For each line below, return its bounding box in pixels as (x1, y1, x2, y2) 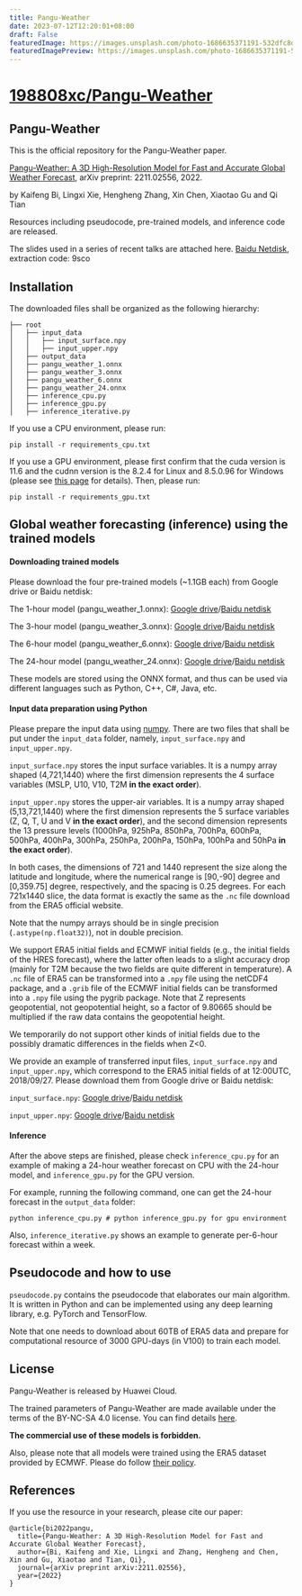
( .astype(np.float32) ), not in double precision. (9, 926, 183, 937)
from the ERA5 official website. (9, 899, 124, 910)
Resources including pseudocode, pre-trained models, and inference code (9, 217, 286, 228)
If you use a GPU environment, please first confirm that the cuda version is (9, 455, 286, 466)
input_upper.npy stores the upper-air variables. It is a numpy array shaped (9, 796, 285, 807)
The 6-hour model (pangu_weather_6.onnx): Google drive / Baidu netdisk (9, 638, 276, 649)
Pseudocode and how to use (9, 1266, 172, 1281)
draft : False (9, 30, 58, 39)
